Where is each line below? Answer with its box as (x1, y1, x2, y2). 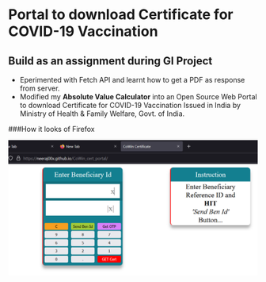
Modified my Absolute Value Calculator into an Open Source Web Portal (19, 92, 257, 101)
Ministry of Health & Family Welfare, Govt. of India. (19, 109, 185, 118)
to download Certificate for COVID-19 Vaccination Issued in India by (19, 101, 241, 110)
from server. (19, 83, 60, 93)
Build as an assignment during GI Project (8, 54, 213, 68)
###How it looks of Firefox (8, 125, 95, 133)
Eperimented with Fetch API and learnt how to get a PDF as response (19, 75, 245, 84)
